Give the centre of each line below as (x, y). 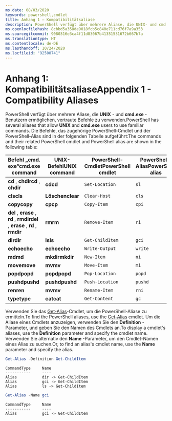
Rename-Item (99, 290)
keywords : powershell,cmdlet (36, 15)
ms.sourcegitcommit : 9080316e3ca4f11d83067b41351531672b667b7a (74, 34)
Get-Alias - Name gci (27, 395)
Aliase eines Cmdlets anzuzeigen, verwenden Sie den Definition (73, 322)
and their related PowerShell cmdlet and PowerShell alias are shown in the (83, 142)
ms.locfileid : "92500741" (33, 53)
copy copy (20, 204)
